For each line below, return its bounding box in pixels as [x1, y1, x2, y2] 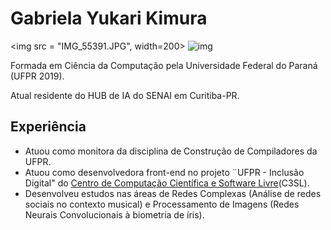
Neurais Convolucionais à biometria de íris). [24, 208, 205, 221]
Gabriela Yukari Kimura [10, 7, 208, 30]
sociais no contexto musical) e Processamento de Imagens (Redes [24, 198, 300, 210]
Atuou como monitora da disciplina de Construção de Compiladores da [24, 145, 318, 157]
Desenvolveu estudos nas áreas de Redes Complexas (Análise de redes [24, 187, 322, 199]
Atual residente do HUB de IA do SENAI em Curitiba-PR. [10, 89, 240, 101]
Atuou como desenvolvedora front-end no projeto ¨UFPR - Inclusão [24, 166, 305, 178]
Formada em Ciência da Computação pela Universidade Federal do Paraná [10, 59, 318, 71]
